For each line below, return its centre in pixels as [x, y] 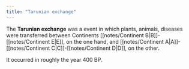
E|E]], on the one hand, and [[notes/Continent [107, 41]
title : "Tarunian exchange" [41, 12]
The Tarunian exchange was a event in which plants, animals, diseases [94, 29]
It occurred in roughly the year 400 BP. [55, 59]
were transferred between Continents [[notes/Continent [75, 35]
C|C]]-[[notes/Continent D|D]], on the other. [106, 48]
